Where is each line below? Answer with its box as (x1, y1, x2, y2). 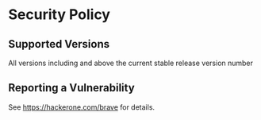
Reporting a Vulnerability (8, 81, 135, 95)
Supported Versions (8, 37, 109, 51)
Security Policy (8, 6, 111, 24)
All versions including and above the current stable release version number (8, 58, 254, 68)
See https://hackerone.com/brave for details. (8, 102, 155, 112)
